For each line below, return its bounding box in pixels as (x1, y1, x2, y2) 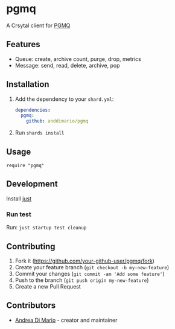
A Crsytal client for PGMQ (6, 22, 71, 29)
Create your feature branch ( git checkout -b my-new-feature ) (14, 263, 170, 270)
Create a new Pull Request (14, 283, 81, 290)
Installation (6, 79, 49, 89)
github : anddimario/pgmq (26, 118, 89, 124)
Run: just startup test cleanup (6, 224, 87, 231)
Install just (6, 195, 32, 202)
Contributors (6, 301, 56, 311)
